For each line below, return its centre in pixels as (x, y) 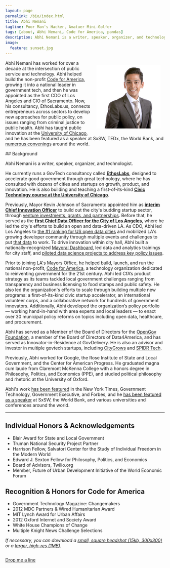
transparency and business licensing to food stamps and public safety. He (82, 284)
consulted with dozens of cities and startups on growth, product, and (77, 184)
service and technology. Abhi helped (44, 74)
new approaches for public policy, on (44, 117)
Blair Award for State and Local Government (58, 438)
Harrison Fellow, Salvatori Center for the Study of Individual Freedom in (87, 449)
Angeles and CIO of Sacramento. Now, (45, 101)
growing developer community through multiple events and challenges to (81, 237)
